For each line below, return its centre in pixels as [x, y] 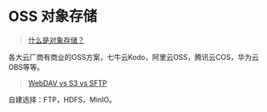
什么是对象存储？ [56, 40]
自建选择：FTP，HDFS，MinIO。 [62, 99]
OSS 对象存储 [53, 16]
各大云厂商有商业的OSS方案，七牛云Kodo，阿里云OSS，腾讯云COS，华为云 [133, 57]
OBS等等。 [26, 67]
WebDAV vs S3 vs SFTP [67, 83]
